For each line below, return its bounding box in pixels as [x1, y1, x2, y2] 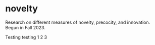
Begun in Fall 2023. [5, 24, 45, 30]
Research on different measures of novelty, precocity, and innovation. [5, 19, 150, 25]
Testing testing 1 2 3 [5, 34, 47, 40]
